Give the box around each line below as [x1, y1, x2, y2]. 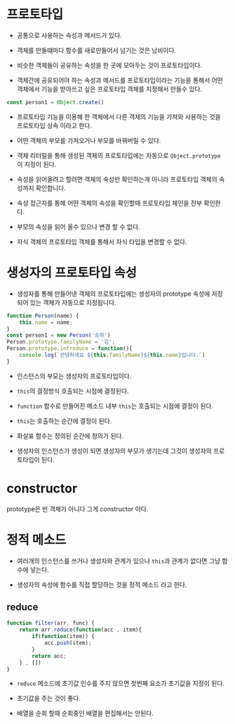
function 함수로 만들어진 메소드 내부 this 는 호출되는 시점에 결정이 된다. [16, 401, 214, 410]
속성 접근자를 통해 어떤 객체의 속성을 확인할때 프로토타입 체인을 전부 [16, 199, 203, 207]
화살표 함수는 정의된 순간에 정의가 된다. [16, 431, 124, 440]
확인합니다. [35, 184, 66, 192]
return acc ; [32, 652, 67, 659]
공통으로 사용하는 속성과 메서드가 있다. [16, 31, 122, 39]
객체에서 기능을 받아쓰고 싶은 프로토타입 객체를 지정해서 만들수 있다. [16, 85, 203, 93]
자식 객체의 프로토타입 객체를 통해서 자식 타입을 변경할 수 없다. [16, 237, 187, 246]
